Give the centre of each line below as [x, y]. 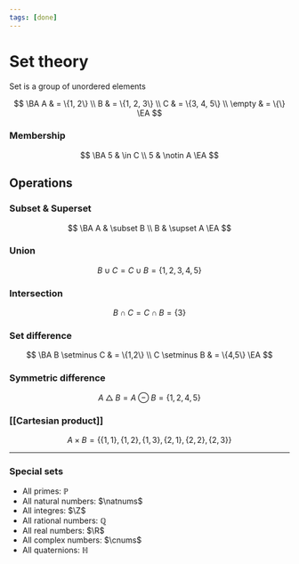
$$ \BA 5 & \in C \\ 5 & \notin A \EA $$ [149, 155]
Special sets [36, 471]
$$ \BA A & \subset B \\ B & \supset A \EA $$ [149, 228]
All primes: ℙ [45, 491]
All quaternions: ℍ [55, 550]
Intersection [36, 293]
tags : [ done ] [33, 17]
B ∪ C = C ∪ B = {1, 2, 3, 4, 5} [149, 270]
